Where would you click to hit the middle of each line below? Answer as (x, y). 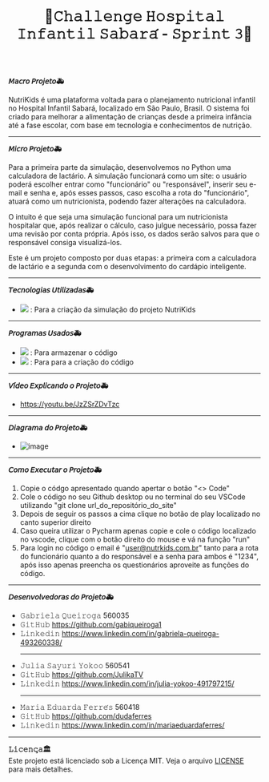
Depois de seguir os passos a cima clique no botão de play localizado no (140, 514)
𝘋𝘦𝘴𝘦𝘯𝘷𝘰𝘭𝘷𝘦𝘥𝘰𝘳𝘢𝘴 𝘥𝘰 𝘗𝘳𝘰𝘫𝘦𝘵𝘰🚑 (61, 597)
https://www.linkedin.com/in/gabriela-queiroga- (141, 633)
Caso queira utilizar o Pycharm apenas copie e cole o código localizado (138, 530)
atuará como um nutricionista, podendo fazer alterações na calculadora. (127, 201)
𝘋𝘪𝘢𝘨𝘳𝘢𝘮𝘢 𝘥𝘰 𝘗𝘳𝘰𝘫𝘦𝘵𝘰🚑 (48, 427)
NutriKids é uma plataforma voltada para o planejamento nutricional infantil (132, 99)
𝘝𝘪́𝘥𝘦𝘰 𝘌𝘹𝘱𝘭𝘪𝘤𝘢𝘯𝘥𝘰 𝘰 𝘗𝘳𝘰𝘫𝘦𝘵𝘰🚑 (58, 385)
